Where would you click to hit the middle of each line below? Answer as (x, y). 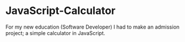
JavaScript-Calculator (61, 11)
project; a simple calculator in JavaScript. (56, 33)
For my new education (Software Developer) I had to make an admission (92, 27)
